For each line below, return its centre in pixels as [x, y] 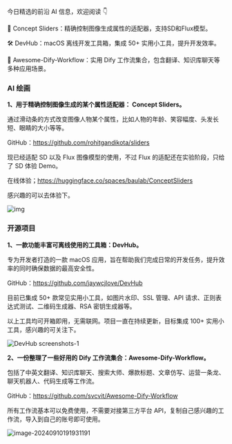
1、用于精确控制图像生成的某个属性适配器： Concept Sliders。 [96, 104]
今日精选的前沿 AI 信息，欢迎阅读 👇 [58, 11]
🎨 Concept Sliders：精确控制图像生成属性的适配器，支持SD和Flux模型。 [109, 28]
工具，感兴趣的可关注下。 [43, 329]
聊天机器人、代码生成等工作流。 [52, 381]
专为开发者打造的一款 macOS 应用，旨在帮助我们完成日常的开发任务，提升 [113, 259]
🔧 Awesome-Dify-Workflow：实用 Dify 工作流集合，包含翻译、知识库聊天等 [114, 60]
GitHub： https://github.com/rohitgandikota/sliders [78, 142]
